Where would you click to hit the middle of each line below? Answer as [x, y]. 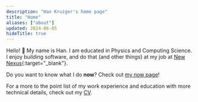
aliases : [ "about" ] [30, 23]
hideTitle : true [26, 34]
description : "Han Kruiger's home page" [57, 12]
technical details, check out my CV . [49, 93]
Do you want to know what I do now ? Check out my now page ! [83, 75]
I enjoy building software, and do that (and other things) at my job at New [96, 57]
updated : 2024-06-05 [32, 28]
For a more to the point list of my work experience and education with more [98, 86]
